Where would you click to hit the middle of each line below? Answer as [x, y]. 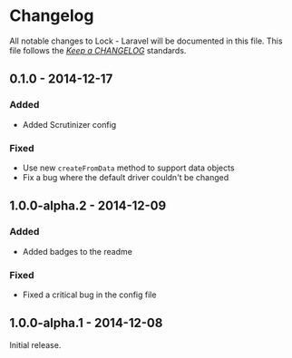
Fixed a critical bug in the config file [89, 295]
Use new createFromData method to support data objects [128, 168]
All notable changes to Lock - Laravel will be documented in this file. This [146, 41]
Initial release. [35, 344]
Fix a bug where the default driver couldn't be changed [126, 177]
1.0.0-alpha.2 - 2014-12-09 [88, 206]
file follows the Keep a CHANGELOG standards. [98, 50]
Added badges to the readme [78, 251]
